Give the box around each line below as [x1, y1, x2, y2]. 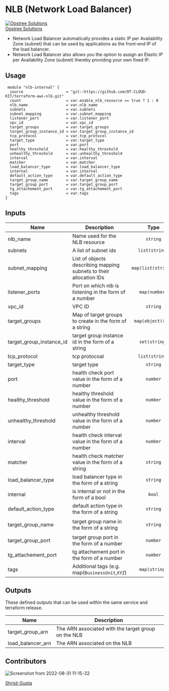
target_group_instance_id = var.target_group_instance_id [10, 129, 134, 134]
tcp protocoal [72, 353, 104, 360]
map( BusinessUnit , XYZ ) [72, 569, 127, 576]
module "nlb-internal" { [7, 85, 59, 90]
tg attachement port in [72, 548, 125, 555]
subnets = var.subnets [10, 107, 96, 112]
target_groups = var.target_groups [10, 125, 109, 130]
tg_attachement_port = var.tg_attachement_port [10, 186, 123, 191]
